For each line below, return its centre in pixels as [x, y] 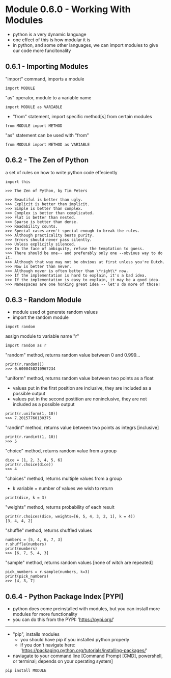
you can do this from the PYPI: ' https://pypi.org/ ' [63, 619]
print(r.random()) [25, 364]
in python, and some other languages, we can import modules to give [85, 45]
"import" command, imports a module [45, 79]
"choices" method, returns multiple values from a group [64, 479]
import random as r [26, 346]
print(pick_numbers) [27, 577]
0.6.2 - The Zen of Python [47, 160]
